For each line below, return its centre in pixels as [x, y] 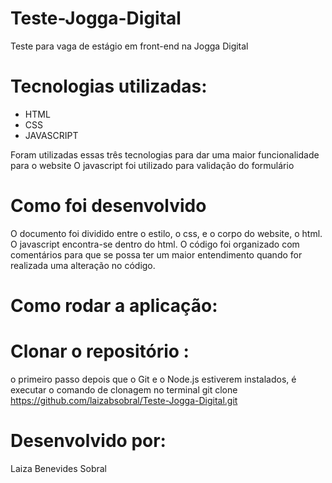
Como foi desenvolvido [108, 206]
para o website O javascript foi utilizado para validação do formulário [152, 165]
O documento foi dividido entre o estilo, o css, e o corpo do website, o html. [166, 233]
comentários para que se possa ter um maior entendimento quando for [156, 254]
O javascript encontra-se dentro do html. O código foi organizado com [155, 244]
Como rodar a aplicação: [114, 306]
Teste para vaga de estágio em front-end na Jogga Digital [129, 46]
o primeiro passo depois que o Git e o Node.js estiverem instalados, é [153, 379]
